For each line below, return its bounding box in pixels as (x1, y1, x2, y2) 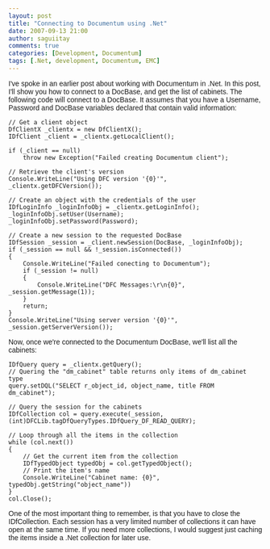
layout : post (8, 11, 52, 20)
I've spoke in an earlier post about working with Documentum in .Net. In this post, (8, 78, 261, 88)
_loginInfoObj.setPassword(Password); (8, 217, 139, 225)
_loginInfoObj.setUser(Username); (8, 210, 125, 218)
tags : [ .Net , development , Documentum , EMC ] (8, 57, 160, 65)
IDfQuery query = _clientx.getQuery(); (8, 360, 143, 368)
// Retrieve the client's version (8, 167, 125, 176)
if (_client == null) (8, 146, 81, 154)
